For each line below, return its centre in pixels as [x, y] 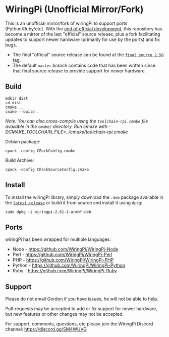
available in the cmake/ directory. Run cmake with [56, 126]
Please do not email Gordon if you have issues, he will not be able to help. [82, 299]
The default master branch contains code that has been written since [84, 65]
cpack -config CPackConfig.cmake [40, 151]
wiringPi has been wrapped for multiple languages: [58, 239]
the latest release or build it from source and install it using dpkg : [74, 202]
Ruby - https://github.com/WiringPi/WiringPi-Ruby [65, 271]
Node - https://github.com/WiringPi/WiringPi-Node [65, 249]
